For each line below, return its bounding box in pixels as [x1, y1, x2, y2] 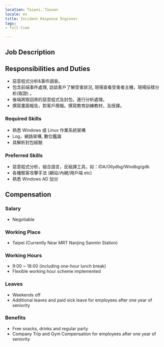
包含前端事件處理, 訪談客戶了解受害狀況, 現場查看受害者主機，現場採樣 [12, 84, 155, 90]
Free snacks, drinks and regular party [12, 325, 88, 331]
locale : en [5, 12, 27, 17]
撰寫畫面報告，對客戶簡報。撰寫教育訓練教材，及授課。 [12, 103, 124, 108]
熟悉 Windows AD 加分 [12, 176, 58, 182]
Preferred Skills [5, 152, 43, 159]
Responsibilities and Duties [5, 64, 90, 73]
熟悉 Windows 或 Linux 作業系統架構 [12, 127, 86, 133]
